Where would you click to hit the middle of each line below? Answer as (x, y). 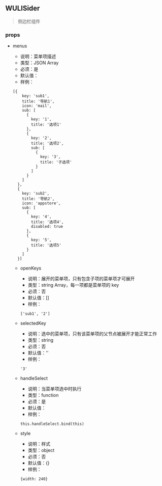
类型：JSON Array (39, 63)
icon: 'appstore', (41, 203)
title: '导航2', (38, 199)
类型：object (41, 450)
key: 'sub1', (36, 96)
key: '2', (41, 138)
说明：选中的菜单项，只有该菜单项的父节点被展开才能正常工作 (92, 334)
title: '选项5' (46, 246)
